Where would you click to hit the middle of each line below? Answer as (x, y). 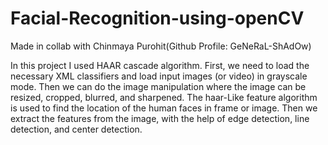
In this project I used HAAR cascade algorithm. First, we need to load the (160, 65)
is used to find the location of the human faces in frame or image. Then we (164, 108)
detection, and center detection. (76, 129)
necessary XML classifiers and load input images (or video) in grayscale (159, 76)
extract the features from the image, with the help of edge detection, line (160, 118)
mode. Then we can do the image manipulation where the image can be (158, 86)
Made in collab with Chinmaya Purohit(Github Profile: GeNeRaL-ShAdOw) (161, 46)
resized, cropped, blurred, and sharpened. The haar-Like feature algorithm (164, 97)
